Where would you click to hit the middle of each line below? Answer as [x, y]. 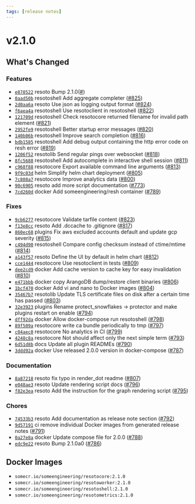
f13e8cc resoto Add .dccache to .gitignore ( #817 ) [73, 225]
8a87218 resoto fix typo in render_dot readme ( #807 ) [78, 378]
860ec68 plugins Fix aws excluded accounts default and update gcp [96, 232]
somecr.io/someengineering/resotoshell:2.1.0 [71, 489]
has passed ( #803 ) [38, 300]
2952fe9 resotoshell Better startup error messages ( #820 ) [84, 129]
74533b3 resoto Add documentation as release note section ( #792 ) [95, 419]
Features [19, 79]
